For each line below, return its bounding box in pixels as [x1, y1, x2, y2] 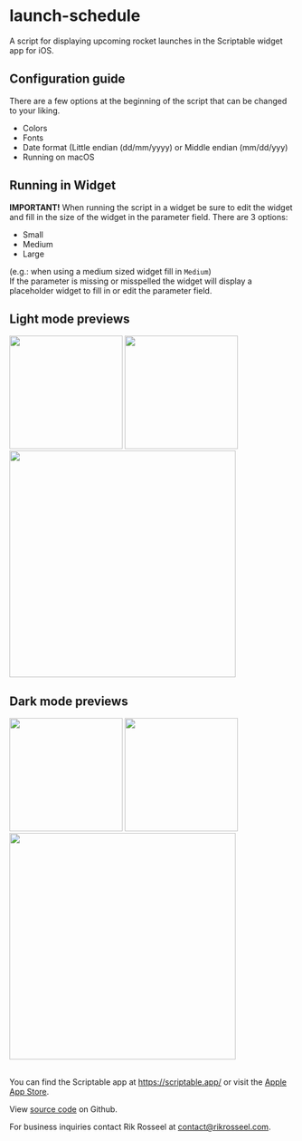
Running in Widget [9, 178, 116, 193]
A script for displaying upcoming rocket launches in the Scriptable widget [9, 35, 283, 46]
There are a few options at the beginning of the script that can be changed [9, 95, 288, 106]
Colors [22, 122, 48, 133]
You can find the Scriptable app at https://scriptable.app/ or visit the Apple [9, 1077, 288, 1088]
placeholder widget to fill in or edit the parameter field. [9, 285, 212, 295]
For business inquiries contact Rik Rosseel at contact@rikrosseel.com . [9, 1121, 271, 1133]
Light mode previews [9, 311, 130, 326]
